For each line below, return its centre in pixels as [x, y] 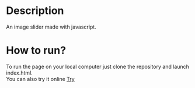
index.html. [20, 73]
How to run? [36, 50]
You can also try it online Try [40, 79]
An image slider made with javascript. [51, 27]
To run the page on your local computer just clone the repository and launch [98, 66]
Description [35, 11]
